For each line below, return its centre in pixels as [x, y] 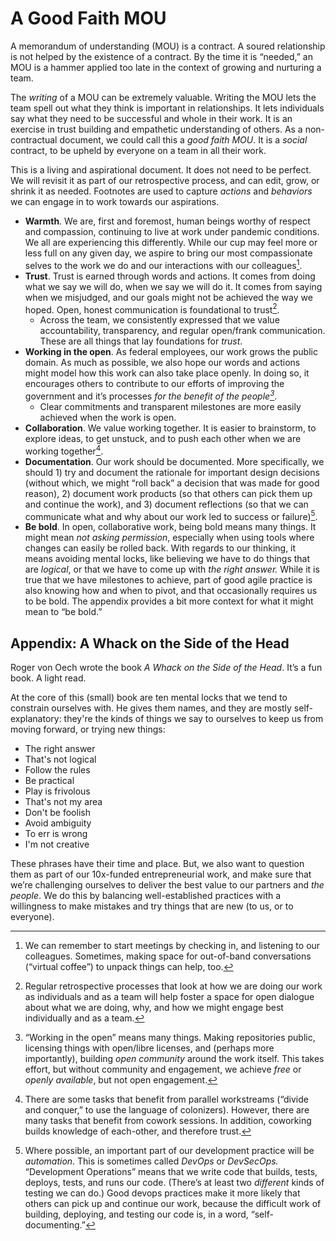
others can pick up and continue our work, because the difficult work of [173, 1204]
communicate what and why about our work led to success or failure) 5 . [171, 515]
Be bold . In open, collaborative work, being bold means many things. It [170, 527]
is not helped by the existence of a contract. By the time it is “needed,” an [161, 56]
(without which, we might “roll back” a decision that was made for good [172, 483]
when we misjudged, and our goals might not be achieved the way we [168, 297]
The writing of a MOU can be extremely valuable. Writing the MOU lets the [163, 97]
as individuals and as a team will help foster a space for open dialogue [169, 997]
